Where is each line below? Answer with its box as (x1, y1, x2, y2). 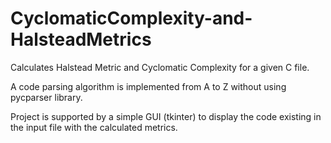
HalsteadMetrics (10, 28, 152, 51)
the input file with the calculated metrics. (10, 121, 178, 133)
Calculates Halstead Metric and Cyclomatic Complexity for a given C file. (10, 61, 310, 73)
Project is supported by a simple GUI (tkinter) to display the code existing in (10, 110, 322, 122)
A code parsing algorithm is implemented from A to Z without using (10, 80, 287, 92)
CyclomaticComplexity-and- (10, 7, 253, 30)
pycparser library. (10, 91, 83, 103)
